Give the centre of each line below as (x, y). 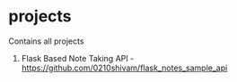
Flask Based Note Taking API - (78, 58)
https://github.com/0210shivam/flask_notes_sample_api (124, 68)
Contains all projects (46, 41)
